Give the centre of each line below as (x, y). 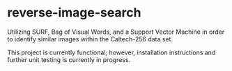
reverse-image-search (74, 13)
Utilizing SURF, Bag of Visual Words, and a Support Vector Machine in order (116, 32)
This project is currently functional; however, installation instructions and (111, 52)
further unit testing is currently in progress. (69, 59)
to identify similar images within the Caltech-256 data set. (90, 39)
